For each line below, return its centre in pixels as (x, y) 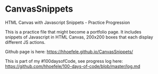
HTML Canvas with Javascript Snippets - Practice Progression (68, 22)
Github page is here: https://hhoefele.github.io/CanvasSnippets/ (69, 52)
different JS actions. (25, 42)
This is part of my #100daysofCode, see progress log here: (64, 61)
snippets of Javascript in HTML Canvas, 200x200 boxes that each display (79, 37)
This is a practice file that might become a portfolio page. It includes (73, 32)
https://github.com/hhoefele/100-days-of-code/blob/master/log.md (73, 66)
